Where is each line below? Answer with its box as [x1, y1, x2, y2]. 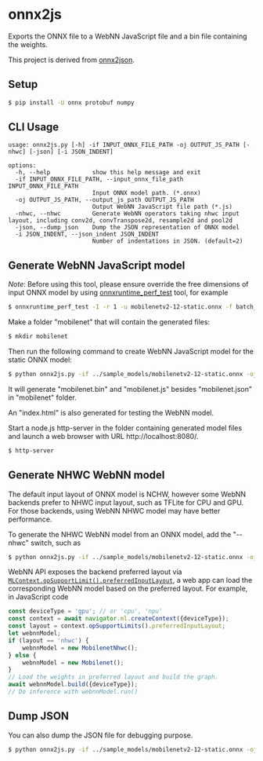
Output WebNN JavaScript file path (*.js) [92, 203, 233, 211]
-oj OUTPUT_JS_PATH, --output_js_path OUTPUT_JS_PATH [15, 196, 194, 204]
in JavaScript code [8, 592, 69, 602]
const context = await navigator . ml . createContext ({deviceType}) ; [8, 615, 229, 623]
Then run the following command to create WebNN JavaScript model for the [8, 347, 254, 356]
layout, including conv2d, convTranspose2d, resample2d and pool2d [8, 217, 233, 225]
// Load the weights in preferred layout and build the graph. [8, 673, 219, 681]
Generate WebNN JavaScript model [8, 258, 186, 272]
